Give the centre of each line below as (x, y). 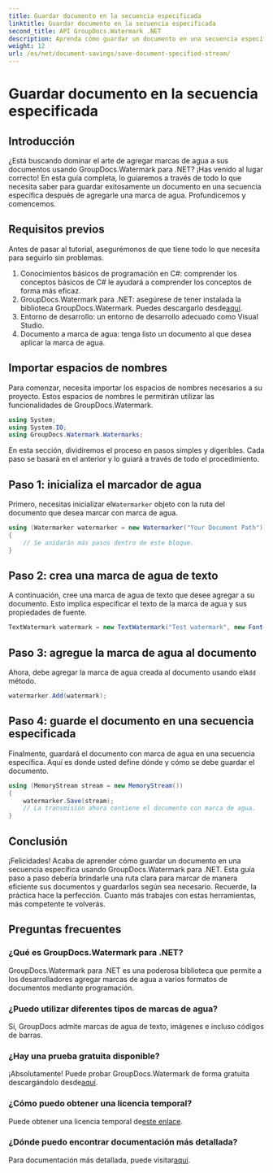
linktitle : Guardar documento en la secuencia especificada (113, 24)
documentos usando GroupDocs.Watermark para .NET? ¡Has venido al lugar (136, 169)
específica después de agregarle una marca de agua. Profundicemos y (127, 195)
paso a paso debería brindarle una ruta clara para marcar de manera (123, 878)
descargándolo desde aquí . (53, 1083)
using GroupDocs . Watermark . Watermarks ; (76, 435)
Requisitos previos (56, 230)
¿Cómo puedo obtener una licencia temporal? (100, 1104)
